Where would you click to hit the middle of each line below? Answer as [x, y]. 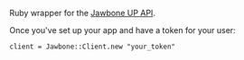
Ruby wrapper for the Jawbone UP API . [83, 13]
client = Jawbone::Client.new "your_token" [93, 47]
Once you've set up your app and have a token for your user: [123, 30]
